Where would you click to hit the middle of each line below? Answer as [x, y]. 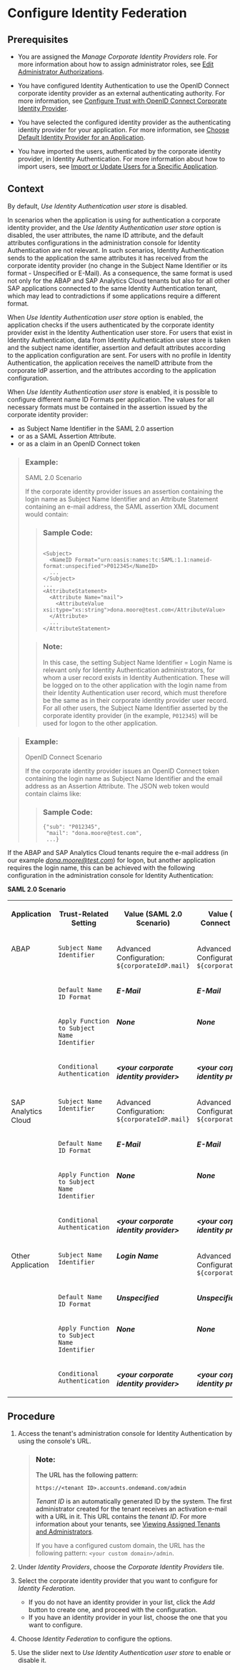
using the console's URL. [54, 1441]
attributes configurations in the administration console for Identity [104, 242]
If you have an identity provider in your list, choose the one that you [127, 1617]
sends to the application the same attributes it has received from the [108, 258]
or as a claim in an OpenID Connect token [79, 444]
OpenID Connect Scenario [63, 757]
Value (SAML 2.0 [153, 914]
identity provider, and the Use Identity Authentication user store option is [114, 227]
